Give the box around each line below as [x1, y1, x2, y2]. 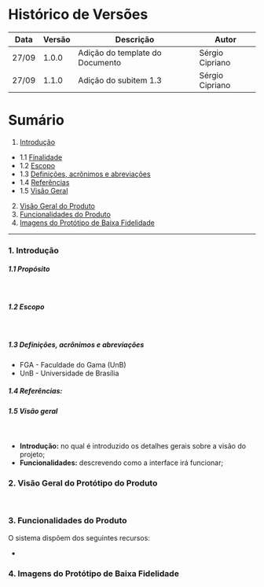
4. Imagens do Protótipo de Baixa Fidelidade [8, 568, 179, 579]
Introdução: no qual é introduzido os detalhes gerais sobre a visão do [19, 441, 246, 451]
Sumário [8, 112, 64, 129]
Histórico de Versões [8, 6, 148, 24]
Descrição [115, 34, 155, 45]
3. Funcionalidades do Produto [8, 515, 127, 526]
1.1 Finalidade [19, 152, 63, 162]
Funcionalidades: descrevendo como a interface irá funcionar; [19, 458, 224, 467]
